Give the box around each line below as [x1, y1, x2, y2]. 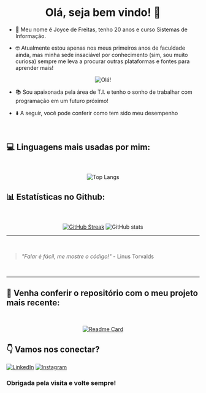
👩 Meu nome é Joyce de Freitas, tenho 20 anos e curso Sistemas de [15, 26, 188, 33]
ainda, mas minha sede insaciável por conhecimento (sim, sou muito [15, 51, 188, 58]
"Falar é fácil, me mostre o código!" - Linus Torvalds [21, 253, 154, 260]
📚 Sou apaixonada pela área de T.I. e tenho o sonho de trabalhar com [15, 88, 193, 96]
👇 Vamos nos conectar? [6, 344, 100, 354]
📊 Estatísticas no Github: [6, 192, 105, 202]
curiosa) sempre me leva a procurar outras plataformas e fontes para [15, 58, 190, 65]
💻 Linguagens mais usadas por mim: [6, 142, 150, 153]
